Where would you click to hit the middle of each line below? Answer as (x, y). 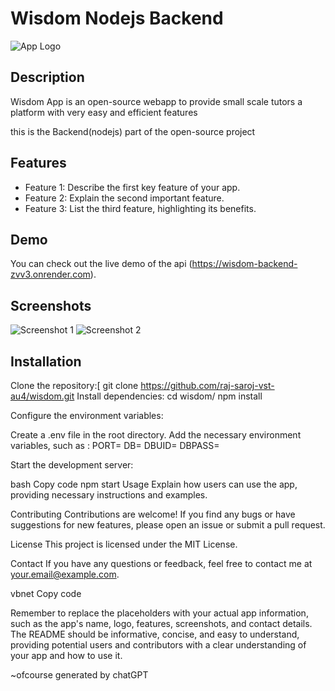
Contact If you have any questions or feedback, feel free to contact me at (161, 563)
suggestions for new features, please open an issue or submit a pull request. (168, 525)
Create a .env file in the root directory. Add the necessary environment (156, 435)
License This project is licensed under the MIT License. (124, 544)
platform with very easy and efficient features (104, 112)
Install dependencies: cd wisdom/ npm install (169, 396)
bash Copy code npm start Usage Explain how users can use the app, (154, 484)
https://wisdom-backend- (244, 264)
